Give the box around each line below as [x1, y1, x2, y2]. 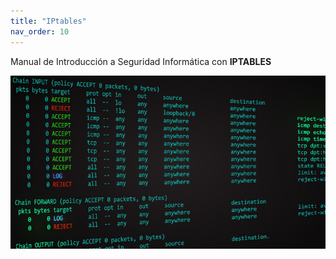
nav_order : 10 [10, 26, 70, 37]
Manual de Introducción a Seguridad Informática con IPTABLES [10, 55, 272, 67]
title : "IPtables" [10, 16, 87, 26]
